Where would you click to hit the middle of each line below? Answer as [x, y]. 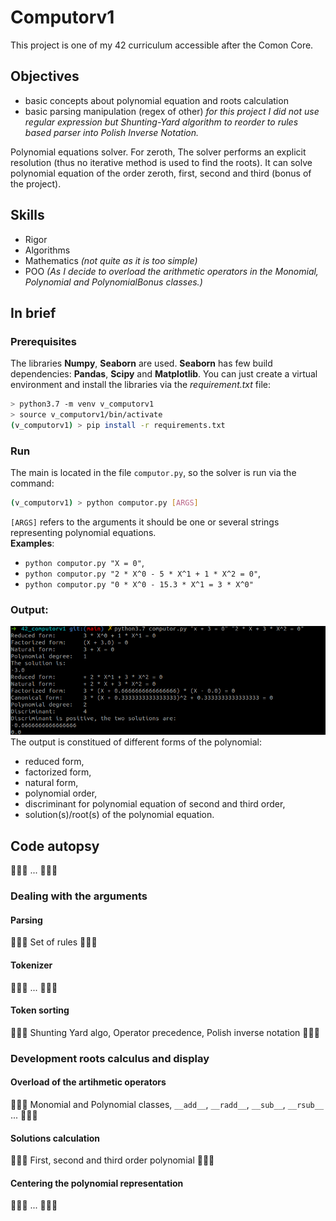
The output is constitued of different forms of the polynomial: [136, 742]
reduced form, [54, 762]
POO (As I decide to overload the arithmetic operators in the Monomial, [171, 271]
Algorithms [47, 250]
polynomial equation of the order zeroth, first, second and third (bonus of [161, 173]
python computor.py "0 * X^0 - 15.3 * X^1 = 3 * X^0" [139, 585]
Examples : [32, 543]
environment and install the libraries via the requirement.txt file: [140, 385]
